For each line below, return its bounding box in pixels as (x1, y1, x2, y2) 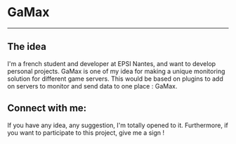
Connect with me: (7, 103, 87, 114)
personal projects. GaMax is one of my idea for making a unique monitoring (7, 67, 225, 75)
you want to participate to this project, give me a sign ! (7, 128, 165, 137)
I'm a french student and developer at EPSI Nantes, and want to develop (7, 59, 216, 67)
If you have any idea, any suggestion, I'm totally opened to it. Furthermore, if (7, 121, 228, 129)
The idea (7, 41, 47, 53)
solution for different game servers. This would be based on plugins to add (7, 74, 223, 83)
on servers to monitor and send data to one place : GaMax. (7, 81, 178, 90)
